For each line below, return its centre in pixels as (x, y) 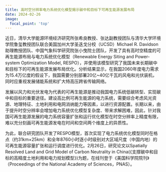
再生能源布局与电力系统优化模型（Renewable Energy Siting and (70, 57)
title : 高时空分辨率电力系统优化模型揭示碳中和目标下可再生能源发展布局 (70, 10)
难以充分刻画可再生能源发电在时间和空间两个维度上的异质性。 (68, 123)
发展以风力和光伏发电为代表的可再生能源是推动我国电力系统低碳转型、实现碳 (83, 92)
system (13, 63)
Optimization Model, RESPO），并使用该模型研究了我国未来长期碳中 (89, 63)
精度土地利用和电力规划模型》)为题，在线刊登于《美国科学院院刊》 (84, 158)
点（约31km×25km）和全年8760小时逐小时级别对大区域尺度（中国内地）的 (81, 139)
